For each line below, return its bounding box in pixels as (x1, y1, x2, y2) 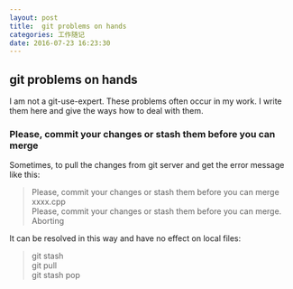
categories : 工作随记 (9, 30, 86, 39)
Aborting (31, 216, 65, 227)
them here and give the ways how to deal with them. (9, 106, 204, 117)
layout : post (9, 13, 59, 23)
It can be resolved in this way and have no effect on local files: (9, 233, 242, 244)
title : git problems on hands (9, 22, 127, 31)
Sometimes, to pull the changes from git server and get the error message (9, 160, 285, 171)
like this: (9, 169, 41, 181)
